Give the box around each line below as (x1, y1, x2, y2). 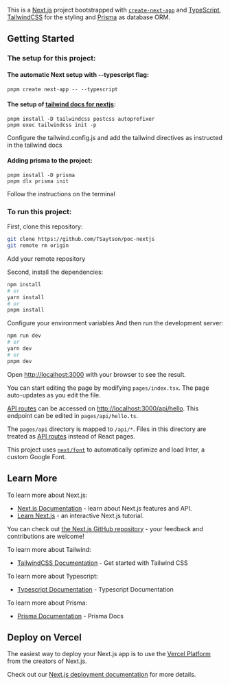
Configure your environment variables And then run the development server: (7, 319, 224, 327)
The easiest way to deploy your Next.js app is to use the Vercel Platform (7, 650, 211, 658)
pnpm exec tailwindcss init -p (7, 121, 97, 128)
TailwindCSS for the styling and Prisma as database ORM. (7, 13, 171, 21)
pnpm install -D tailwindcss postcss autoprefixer (7, 115, 155, 122)
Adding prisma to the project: (7, 156, 93, 165)
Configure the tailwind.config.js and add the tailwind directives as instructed (7, 133, 223, 141)
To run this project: (7, 207, 72, 216)
